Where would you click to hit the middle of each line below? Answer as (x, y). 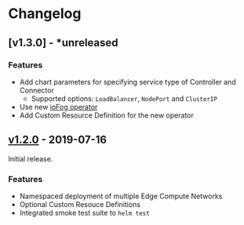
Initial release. (31, 158)
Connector (37, 90)
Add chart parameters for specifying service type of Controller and (128, 82)
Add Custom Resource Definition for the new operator (106, 115)
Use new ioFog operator (58, 107)
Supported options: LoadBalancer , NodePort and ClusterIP (124, 98)
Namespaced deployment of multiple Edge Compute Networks (121, 196)
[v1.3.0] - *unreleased (63, 43)
